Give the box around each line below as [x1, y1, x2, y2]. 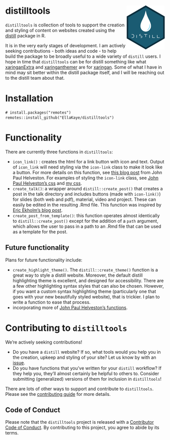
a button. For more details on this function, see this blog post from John [12, 169, 162, 175]
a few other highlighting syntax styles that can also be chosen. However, [12, 283, 164, 289]
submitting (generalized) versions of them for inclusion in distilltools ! [12, 376, 162, 382]
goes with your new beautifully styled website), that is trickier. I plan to [12, 293, 160, 299]
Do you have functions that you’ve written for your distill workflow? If [12, 365, 162, 371]
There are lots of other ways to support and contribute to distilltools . [5, 386, 154, 392]
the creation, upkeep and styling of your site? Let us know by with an [12, 354, 157, 360]
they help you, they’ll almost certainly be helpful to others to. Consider [12, 370, 159, 377]
